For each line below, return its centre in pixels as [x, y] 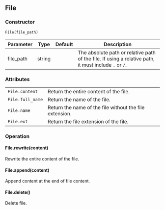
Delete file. [16, 203]
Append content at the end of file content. [47, 181]
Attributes [17, 79]
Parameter [20, 44]
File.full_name [25, 99]
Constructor [20, 22]
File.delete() [18, 192]
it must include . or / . [102, 65]
